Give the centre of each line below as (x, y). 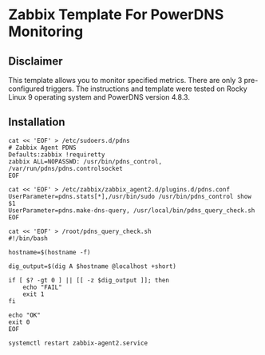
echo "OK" (25, 315)
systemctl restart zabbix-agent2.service (78, 343)
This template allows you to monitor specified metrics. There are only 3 (125, 80)
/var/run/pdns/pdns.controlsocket (66, 168)
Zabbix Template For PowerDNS (116, 15)
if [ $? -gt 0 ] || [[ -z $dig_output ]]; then (89, 280)
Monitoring (46, 32)
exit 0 (19, 322)
